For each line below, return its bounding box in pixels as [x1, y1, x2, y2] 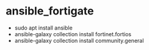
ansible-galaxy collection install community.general [14, 37, 144, 44]
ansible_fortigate [5, 4, 94, 18]
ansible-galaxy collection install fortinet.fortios [14, 30, 132, 37]
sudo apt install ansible [14, 24, 73, 31]
